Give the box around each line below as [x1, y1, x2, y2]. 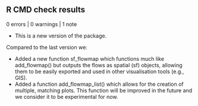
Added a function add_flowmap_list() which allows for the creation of [14, 80, 184, 88]
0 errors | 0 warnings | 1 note [6, 20, 77, 27]
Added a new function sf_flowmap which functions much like [14, 55, 165, 62]
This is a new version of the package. [14, 32, 107, 39]
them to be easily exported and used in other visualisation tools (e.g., [14, 68, 184, 75]
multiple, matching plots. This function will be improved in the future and [14, 86, 193, 94]
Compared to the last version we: [6, 43, 87, 51]
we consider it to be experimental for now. [14, 93, 118, 100]
